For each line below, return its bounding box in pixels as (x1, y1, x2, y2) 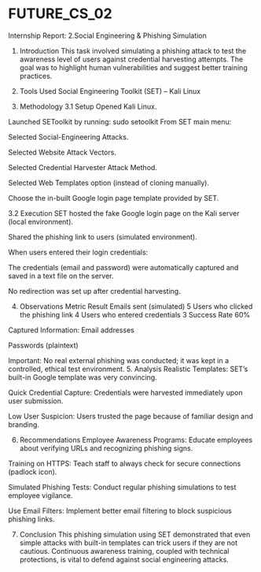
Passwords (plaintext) (8, 340, 79, 350)
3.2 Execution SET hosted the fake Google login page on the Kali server (8, 208, 240, 217)
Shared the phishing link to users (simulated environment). (8, 232, 198, 241)
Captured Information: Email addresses (8, 325, 135, 335)
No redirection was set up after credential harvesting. (8, 286, 181, 295)
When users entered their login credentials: (8, 247, 149, 257)
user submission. (8, 396, 64, 406)
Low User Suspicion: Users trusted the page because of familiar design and (8, 411, 254, 421)
